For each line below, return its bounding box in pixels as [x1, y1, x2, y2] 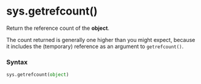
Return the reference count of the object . [6, 24, 110, 32]
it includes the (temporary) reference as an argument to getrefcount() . [6, 43, 184, 50]
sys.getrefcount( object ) [6, 72, 69, 78]
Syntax [6, 58, 28, 66]
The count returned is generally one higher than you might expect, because [6, 36, 196, 43]
